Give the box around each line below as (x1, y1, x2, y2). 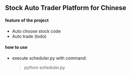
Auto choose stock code (12, 28, 61, 34)
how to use (5, 45, 28, 50)
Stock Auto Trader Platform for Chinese (5, 4, 127, 12)
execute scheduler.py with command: (12, 55, 87, 61)
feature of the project (5, 17, 49, 23)
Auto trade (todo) (12, 33, 47, 39)
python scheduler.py (24, 64, 65, 70)
